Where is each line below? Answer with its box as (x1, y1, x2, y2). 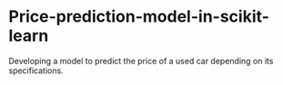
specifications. (8, 65, 65, 76)
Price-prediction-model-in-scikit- (8, 6, 270, 27)
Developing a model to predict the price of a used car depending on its (8, 55, 274, 66)
